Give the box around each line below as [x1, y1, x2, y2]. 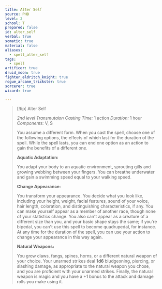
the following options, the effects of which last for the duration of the [16, 135, 154, 141]
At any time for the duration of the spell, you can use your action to [16, 229, 150, 235]
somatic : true [5, 39, 34, 44]
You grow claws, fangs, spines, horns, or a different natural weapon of [16, 253, 157, 259]
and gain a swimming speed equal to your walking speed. [16, 174, 132, 180]
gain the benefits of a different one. [16, 145, 88, 151]
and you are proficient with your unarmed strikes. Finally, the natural [16, 269, 153, 274]
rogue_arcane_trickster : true [5, 79, 66, 84]
